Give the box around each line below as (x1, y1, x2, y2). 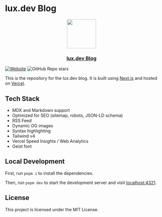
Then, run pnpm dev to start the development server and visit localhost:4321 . (5, 180, 157, 186)
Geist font (12, 143, 32, 149)
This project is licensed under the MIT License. (5, 206, 99, 212)
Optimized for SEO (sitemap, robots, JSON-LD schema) (12, 112, 123, 119)
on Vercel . (5, 80, 26, 86)
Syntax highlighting (12, 128, 51, 134)
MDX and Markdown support (12, 108, 70, 113)
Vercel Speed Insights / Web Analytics (12, 139, 89, 144)
